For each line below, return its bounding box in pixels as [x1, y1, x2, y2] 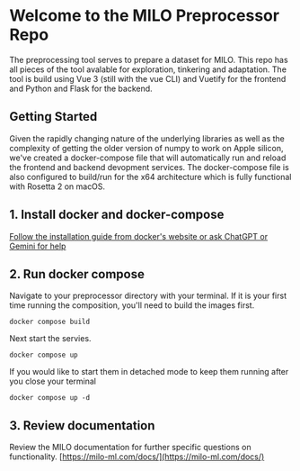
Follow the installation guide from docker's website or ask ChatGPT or [9, 231, 268, 241]
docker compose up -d [9, 394, 91, 403]
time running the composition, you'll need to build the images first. [9, 300, 255, 311]
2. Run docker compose [9, 267, 146, 282]
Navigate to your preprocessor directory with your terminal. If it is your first [9, 290, 287, 302]
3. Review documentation [9, 418, 155, 433]
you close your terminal [9, 376, 97, 387]
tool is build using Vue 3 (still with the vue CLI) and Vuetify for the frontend [9, 73, 287, 84]
